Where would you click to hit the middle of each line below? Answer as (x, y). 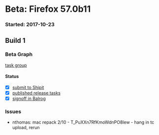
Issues (13, 112)
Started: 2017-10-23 (30, 25)
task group (16, 65)
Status (12, 76)
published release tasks (36, 93)
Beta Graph (19, 54)
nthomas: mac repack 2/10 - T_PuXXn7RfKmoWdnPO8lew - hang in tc (83, 122)
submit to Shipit (28, 87)
